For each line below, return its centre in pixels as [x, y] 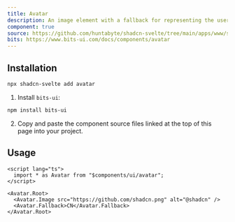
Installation [32, 68]
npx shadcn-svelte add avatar [51, 84]
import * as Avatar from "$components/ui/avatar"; [89, 175]
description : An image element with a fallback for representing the [111, 20]
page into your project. [50, 131]
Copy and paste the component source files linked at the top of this [114, 124]
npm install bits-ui [37, 110]
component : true [31, 27]
